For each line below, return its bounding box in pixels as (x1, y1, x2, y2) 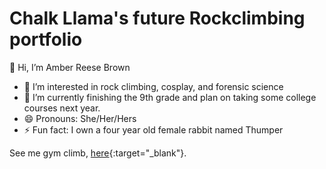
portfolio (9, 28, 83, 51)
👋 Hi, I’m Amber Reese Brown (9, 61, 131, 73)
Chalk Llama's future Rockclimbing (9, 7, 306, 30)
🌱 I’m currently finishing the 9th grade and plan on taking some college (23, 91, 317, 103)
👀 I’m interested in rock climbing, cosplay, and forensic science (23, 80, 284, 92)
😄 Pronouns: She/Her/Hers (23, 112, 137, 124)
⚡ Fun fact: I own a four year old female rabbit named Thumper (23, 123, 284, 136)
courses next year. (23, 102, 101, 114)
